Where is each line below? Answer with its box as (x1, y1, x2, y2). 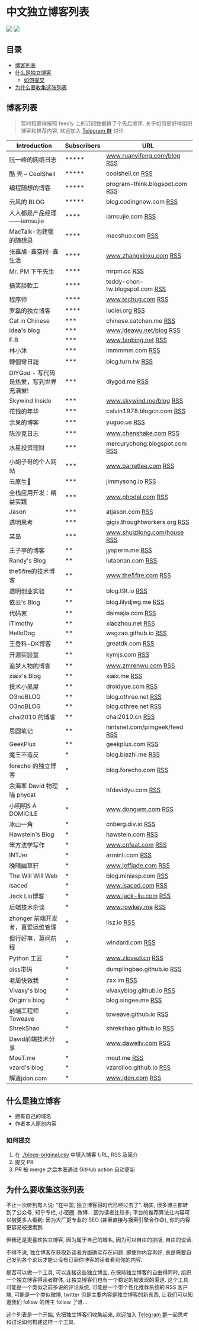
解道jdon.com (9, 1074, 47, 1082)
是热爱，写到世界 (9, 377, 57, 385)
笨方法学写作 (9, 841, 46, 849)
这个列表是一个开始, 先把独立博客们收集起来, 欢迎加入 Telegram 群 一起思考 (6, 1311, 188, 1318)
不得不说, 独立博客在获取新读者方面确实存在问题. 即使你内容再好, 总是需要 (6, 1249, 187, 1256)
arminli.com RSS (105, 851, 152, 859)
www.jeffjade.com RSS (105, 861, 171, 869)
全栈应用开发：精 (9, 488, 57, 497)
